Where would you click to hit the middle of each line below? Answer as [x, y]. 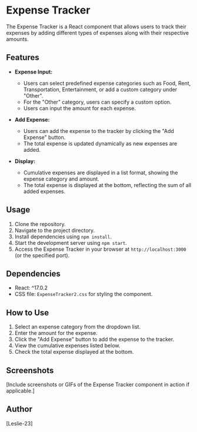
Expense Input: [34, 72]
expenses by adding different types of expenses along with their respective [98, 32]
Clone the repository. [40, 224]
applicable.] [21, 391]
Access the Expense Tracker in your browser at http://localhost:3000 [100, 249]
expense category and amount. [61, 179]
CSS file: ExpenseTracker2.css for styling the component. [84, 294]
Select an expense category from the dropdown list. [78, 327]
